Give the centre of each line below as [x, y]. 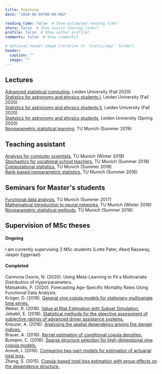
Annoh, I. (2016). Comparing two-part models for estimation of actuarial [78, 350]
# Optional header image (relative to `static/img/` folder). [71, 46]
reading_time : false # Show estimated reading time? [62, 23]
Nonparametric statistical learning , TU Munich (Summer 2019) [69, 129]
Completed [17, 266]
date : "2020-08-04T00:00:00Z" [36, 14]
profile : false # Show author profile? [48, 33]
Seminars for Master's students [55, 187]
